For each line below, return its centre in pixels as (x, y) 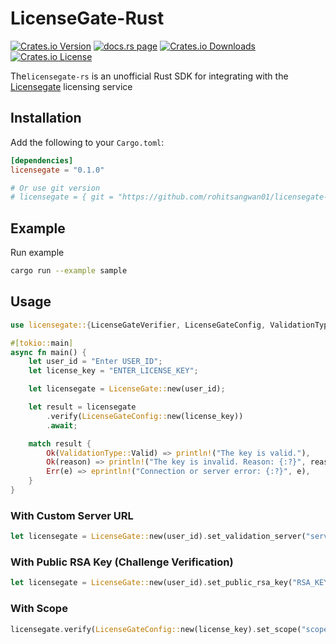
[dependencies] (42, 160)
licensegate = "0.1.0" (57, 170)
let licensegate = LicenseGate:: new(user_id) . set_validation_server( (158, 537)
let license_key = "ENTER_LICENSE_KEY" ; (113, 371)
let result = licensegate (82, 407)
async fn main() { (48, 352)
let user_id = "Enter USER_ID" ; (95, 362)
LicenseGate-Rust (87, 18)
